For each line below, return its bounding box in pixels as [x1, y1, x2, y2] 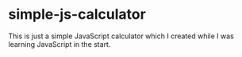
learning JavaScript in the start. [8, 39, 111, 48]
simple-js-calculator [8, 5, 147, 23]
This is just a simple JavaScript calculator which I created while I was [8, 31, 234, 41]
